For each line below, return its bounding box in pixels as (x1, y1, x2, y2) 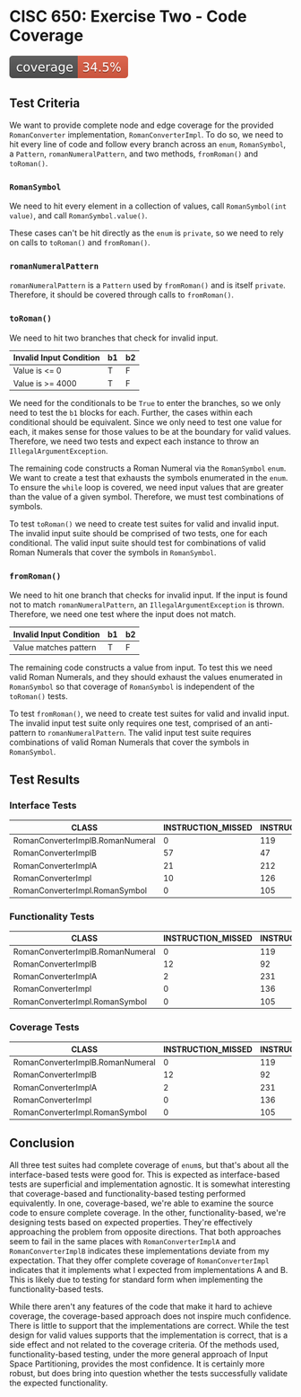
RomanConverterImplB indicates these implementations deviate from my (9, 1245, 270, 1256)
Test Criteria (9, 96, 81, 111)
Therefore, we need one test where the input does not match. (9, 609, 236, 620)
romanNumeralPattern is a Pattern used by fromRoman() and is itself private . (9, 280, 287, 291)
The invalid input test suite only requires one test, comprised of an (9, 717, 254, 729)
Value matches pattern (13, 642, 97, 653)
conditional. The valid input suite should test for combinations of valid (9, 537, 266, 549)
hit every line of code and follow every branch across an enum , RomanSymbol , (9, 138, 287, 149)
